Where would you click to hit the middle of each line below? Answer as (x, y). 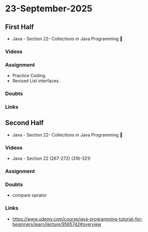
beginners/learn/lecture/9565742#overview (57, 224)
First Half (19, 27)
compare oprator (29, 195)
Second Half (24, 123)
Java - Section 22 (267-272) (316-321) (51, 158)
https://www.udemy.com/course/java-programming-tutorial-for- (77, 219)
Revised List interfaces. (36, 81)
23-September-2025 (49, 9)
